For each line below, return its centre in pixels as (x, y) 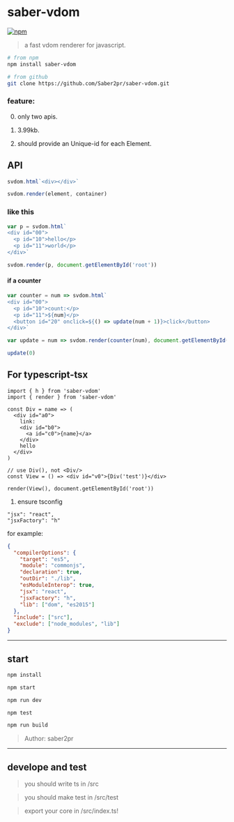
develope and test (47, 767)
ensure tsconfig (40, 501)
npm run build (28, 725)
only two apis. (37, 117)
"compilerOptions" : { (45, 553)
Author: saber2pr (49, 739)
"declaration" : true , (51, 572)
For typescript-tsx (48, 375)
